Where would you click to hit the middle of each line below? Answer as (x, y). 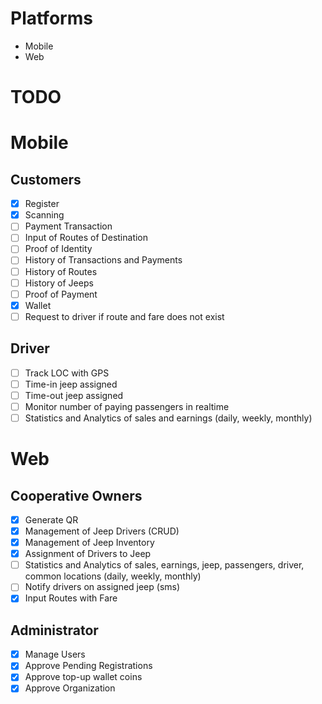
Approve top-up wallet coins (83, 677)
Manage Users (55, 654)
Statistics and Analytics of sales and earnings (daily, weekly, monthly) (168, 418)
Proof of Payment (61, 294)
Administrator (54, 630)
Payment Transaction (68, 226)
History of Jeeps (59, 283)
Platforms (51, 18)
